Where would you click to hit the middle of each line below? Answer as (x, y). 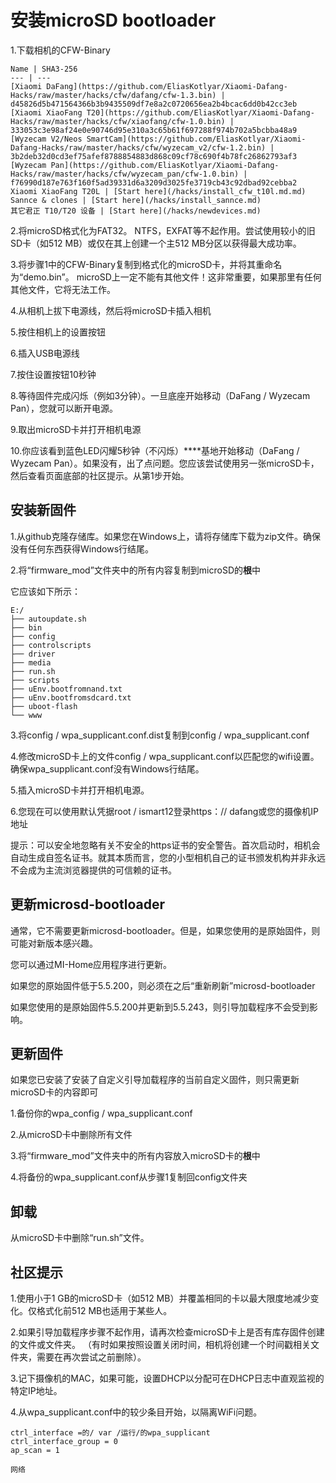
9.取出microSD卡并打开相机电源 (76, 429)
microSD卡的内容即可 (54, 1092)
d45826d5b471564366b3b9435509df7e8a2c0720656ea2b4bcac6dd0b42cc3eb (154, 104)
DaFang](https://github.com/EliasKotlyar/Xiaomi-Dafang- (167, 86)
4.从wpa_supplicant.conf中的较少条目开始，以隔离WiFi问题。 (136, 1412)
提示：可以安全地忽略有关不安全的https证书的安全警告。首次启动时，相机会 (165, 845)
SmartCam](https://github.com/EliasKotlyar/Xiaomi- (196, 139)
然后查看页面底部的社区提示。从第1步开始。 (100, 475)
